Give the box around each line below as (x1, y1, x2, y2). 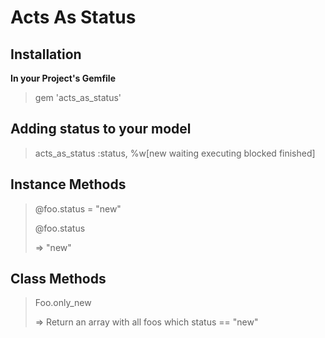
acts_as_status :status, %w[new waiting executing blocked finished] (34, 147, 316, 159)
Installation (10, 46, 82, 63)
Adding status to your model (10, 121, 192, 138)
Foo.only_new (34, 297, 92, 309)
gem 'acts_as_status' (34, 92, 122, 103)
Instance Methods (10, 176, 127, 193)
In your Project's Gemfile (10, 72, 116, 84)
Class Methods (10, 271, 107, 288)
